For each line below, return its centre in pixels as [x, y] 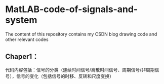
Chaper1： [22, 57]
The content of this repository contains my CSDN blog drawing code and [81, 34]
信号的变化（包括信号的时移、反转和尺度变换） [65, 76]
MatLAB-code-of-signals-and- [72, 9]
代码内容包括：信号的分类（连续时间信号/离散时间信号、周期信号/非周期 [80, 70]
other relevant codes [27, 39]
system [21, 20]
